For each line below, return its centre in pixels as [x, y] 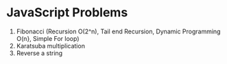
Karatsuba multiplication [50, 46]
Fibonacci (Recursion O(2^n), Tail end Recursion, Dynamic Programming [118, 31]
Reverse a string [39, 53]
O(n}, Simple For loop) [48, 38]
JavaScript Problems [67, 13]
